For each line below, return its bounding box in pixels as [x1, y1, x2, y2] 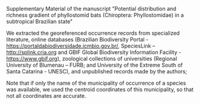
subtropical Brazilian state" [6, 18, 73, 25]
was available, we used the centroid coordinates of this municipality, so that [6, 86, 194, 93]
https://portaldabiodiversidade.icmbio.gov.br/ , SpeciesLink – [6, 42, 156, 49]
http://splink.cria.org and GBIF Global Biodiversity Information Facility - [6, 49, 181, 56]
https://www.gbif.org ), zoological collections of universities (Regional [6, 55, 177, 62]
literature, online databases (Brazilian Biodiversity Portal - [6, 36, 149, 43]
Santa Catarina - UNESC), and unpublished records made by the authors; [6, 68, 187, 75]
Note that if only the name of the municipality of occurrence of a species [6, 79, 186, 87]
